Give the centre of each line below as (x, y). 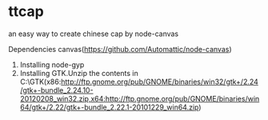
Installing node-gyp (52, 64)
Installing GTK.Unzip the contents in (79, 73)
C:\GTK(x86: (40, 82)
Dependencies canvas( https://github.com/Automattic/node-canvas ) (120, 49)
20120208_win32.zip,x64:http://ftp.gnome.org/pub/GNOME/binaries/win (140, 98)
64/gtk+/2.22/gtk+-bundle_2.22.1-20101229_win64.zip (109, 107)
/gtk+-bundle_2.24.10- (56, 90)
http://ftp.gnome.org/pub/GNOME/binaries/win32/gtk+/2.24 (160, 82)
